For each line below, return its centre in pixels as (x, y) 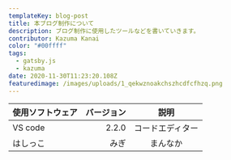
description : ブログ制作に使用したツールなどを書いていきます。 (104, 31)
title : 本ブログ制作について (51, 23)
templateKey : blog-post (49, 16)
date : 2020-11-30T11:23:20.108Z (63, 76)
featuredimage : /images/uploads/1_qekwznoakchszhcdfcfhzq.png (115, 83)
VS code (29, 128)
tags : (17, 53)
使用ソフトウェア (45, 112)
